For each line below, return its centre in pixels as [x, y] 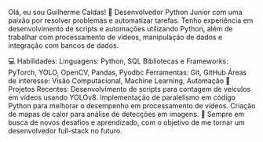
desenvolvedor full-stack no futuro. [66, 131]
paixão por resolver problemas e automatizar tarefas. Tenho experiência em [131, 20]
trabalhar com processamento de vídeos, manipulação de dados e [115, 37]
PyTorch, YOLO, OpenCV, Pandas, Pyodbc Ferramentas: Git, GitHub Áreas [128, 72]
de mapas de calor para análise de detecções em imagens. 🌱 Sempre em [126, 114]
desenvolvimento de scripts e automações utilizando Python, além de [121, 29]
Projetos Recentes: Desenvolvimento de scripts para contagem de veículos [130, 89]
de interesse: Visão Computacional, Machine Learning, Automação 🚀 [119, 81]
